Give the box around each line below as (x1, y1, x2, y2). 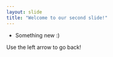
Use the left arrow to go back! (6, 44, 81, 51)
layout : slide (6, 9, 43, 15)
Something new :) (15, 31, 60, 39)
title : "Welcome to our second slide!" (6, 15, 108, 21)
